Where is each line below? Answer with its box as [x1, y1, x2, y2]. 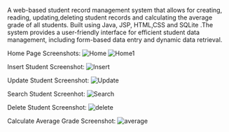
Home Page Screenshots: [7, 49, 81, 57]
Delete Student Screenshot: [7, 103, 88, 111]
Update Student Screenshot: [7, 76, 90, 85]
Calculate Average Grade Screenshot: [7, 117, 116, 125]
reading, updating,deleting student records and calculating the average [7, 13, 213, 22]
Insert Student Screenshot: [7, 63, 85, 71]
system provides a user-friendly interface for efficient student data [7, 28, 200, 36]
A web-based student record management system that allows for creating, [7, 6, 223, 14]
